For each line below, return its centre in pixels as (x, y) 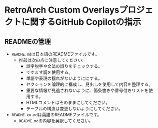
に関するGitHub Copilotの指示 (81, 22)
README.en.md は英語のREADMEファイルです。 (57, 115)
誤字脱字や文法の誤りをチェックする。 (64, 66)
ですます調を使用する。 (49, 72)
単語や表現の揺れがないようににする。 (64, 78)
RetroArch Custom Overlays (62, 10)
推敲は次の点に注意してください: (51, 60)
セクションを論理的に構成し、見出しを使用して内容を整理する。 (89, 84)
